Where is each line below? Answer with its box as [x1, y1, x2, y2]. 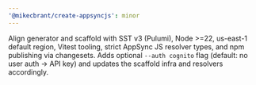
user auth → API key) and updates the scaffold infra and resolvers [8, 59, 224, 68]
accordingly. [8, 67, 49, 76]
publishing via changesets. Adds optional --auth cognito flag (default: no [8, 50, 248, 60]
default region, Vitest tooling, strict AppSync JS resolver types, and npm [8, 41, 245, 52]
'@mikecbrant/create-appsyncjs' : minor [8, 11, 140, 20]
